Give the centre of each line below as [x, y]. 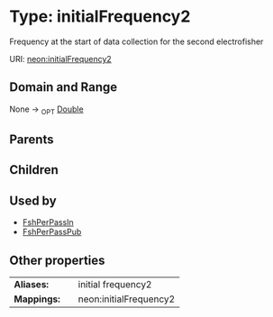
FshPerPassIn [48, 222]
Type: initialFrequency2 [100, 17]
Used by [33, 200]
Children [34, 170]
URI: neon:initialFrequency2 [61, 59]
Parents [32, 139]
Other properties [57, 260]
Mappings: [37, 299]
